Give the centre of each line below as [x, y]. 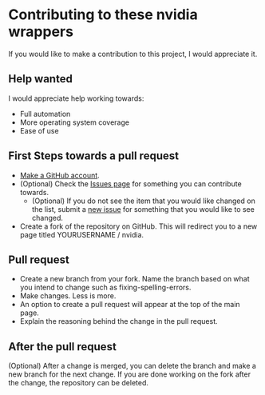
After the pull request [63, 347]
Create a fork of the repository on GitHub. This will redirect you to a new [138, 226]
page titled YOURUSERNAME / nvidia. [82, 234]
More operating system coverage [75, 122]
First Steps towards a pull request [94, 156]
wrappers [41, 32]
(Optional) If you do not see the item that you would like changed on [143, 201]
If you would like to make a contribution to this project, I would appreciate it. [133, 54]
